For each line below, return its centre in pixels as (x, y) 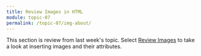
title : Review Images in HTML (45, 12)
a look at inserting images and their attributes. (64, 46)
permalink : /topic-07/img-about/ (49, 23)
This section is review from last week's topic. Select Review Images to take (101, 40)
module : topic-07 (28, 17)
